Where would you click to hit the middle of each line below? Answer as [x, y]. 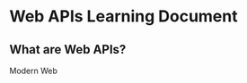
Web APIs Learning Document [123, 17]
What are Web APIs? [68, 50]
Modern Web [34, 71]
